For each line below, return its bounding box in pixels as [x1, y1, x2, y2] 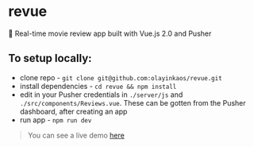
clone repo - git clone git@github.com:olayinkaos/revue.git [19, 72, 222, 82]
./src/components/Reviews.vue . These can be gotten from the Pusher [19, 98, 246, 107]
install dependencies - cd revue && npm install [19, 81, 177, 91]
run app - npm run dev [19, 114, 92, 125]
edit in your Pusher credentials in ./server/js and [19, 90, 183, 99]
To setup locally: [8, 52, 93, 65]
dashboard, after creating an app [19, 106, 128, 116]
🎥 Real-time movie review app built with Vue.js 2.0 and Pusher [8, 29, 212, 38]
